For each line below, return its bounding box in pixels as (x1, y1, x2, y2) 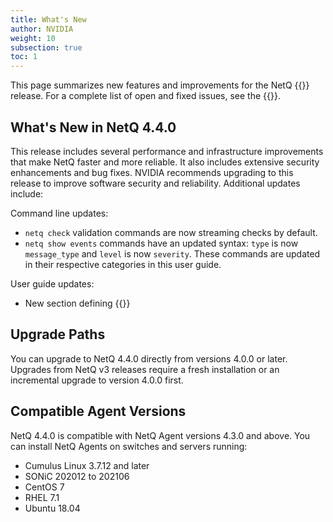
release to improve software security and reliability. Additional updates (10, 177, 301, 189)
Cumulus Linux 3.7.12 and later (24, 459, 150, 471)
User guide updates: (10, 277, 95, 290)
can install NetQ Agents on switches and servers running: (10, 440, 248, 452)
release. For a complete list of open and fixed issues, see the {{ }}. (10, 90, 281, 102)
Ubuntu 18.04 (24, 502, 81, 514)
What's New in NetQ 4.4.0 (10, 119, 177, 136)
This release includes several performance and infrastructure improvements (10, 145, 324, 157)
